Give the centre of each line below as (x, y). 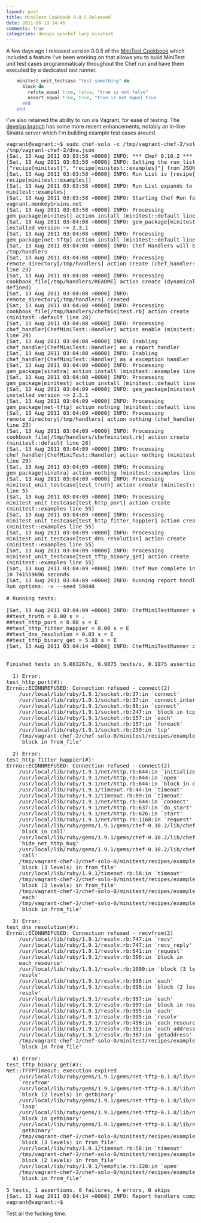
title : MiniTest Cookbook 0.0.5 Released (59, 17)
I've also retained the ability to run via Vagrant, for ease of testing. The (93, 120)
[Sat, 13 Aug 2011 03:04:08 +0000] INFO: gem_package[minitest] (103, 222)
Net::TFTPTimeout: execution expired (62, 1071)
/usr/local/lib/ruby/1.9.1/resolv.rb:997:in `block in (101, 1005)
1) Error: (27, 676)
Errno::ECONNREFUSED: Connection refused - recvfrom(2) (90, 933)
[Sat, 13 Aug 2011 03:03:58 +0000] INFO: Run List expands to (99, 186)
